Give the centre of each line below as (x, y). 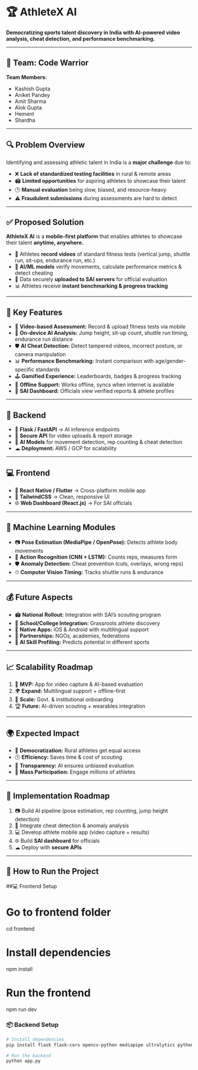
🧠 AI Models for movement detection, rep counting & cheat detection (98, 442)
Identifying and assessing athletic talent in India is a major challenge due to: (99, 162)
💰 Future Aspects (39, 597)
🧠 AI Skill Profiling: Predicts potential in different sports (82, 642)
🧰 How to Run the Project (52, 871)
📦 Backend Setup (32, 1025)
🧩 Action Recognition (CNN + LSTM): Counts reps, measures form (96, 557)
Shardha (25, 120)
